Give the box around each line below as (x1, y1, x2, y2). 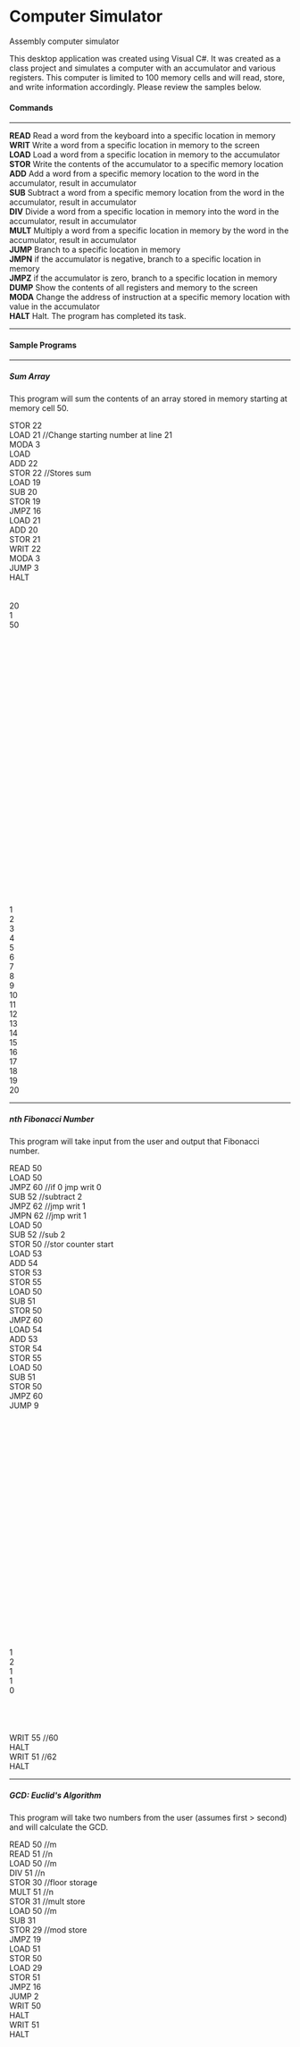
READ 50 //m (9, 1839, 57, 1850)
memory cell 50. (9, 403, 70, 414)
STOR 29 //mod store (9, 1925, 87, 1935)
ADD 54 (9, 1258, 38, 1269)
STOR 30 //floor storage (9, 1877, 98, 1888)
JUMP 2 (9, 1991, 39, 2002)
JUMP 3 (9, 563, 39, 574)
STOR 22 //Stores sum (9, 467, 92, 479)
